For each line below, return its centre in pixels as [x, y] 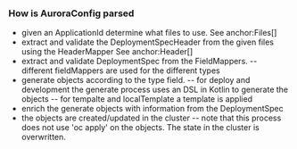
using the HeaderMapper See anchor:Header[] [107, 52]
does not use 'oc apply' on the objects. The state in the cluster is [140, 128]
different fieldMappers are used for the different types [120, 70]
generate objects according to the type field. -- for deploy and [136, 80]
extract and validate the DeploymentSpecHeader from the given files [147, 42]
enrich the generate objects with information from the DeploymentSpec [152, 109]
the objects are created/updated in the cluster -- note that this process [151, 118]
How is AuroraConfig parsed [71, 13]
